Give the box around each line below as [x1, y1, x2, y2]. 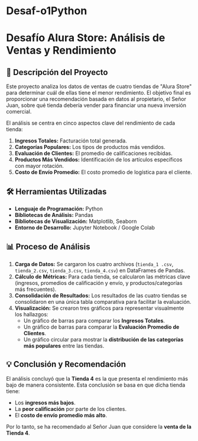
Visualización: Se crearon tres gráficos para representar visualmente [14, 304, 184, 312]
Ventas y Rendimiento [6, 44, 116, 57]
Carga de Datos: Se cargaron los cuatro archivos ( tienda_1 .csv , [14, 260, 174, 267]
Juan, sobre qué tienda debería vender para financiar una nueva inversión [6, 102, 187, 109]
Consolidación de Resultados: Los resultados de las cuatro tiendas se [14, 291, 187, 299]
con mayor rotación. [14, 163, 64, 170]
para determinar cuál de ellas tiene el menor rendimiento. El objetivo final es [6, 89, 191, 96]
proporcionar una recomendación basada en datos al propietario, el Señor [6, 96, 186, 103]
